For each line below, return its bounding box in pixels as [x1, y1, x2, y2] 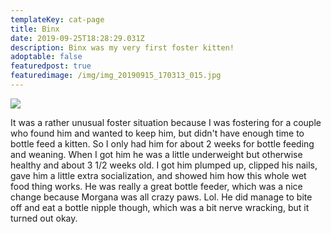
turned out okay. [10, 212, 78, 224]
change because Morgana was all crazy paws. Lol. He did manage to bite [10, 191, 313, 203]
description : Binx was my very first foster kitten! [10, 42, 235, 53]
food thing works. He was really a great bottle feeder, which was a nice [10, 180, 303, 192]
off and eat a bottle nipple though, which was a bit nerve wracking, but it [10, 201, 310, 213]
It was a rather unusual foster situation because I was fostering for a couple [10, 116, 322, 128]
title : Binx [10, 24, 60, 34]
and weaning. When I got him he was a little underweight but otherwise [10, 148, 303, 160]
